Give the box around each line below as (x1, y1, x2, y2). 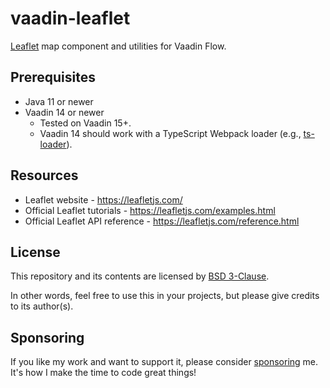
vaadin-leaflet (10, 7, 131, 30)
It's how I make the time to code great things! (10, 367, 197, 379)
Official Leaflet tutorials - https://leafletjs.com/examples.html (24, 204, 276, 216)
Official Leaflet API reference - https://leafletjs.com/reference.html (24, 215, 300, 227)
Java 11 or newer (24, 95, 94, 107)
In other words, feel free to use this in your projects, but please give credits (10, 290, 320, 302)
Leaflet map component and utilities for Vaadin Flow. (10, 40, 227, 52)
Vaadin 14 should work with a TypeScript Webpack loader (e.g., (39, 127, 302, 139)
